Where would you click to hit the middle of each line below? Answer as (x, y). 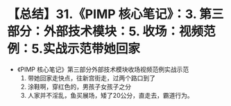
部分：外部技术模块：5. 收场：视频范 (111, 32)
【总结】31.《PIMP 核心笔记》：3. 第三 (115, 14)
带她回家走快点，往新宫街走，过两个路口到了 (92, 78)
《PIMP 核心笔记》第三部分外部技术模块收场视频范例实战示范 (103, 69)
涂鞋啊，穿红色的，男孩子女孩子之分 (79, 87)
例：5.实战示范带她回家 (74, 49)
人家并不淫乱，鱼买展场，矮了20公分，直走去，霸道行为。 (110, 95)
